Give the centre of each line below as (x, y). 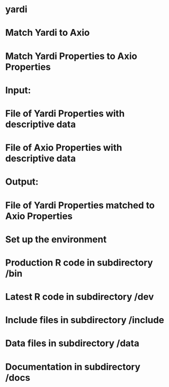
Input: (18, 90)
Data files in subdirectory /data (72, 343)
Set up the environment (56, 239)
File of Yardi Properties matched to (80, 205)
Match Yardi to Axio (48, 33)
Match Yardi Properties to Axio (71, 56)
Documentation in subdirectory (73, 367)
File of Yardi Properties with (65, 113)
